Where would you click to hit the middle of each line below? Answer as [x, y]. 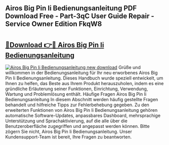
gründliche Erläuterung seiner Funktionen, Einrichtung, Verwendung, [77, 89]
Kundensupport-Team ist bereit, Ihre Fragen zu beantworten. [69, 137]
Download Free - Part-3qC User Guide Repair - [80, 16]
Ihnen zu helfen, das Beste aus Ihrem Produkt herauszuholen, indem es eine [85, 83]
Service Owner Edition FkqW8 [54, 24]
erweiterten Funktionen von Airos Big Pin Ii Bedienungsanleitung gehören [81, 110]
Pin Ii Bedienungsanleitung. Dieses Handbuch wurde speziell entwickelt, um [84, 78]
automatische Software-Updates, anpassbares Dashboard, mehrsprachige [83, 116]
